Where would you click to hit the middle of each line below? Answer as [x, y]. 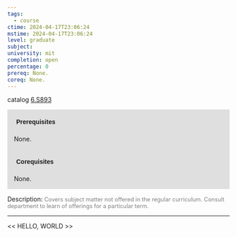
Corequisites [35, 162]
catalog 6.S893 [30, 100]
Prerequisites [36, 122]
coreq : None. [26, 80]
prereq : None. [28, 73]
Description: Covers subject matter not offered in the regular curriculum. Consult [116, 200]
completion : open [33, 60]
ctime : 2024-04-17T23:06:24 [49, 27]
